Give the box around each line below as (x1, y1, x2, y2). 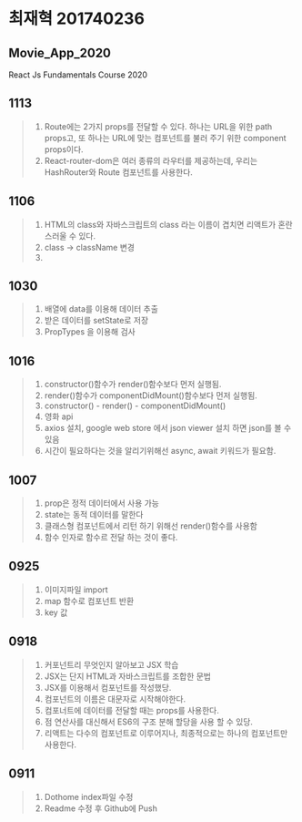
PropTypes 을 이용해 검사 (44, 326, 136, 337)
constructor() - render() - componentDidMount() (44, 400, 226, 411)
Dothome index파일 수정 (44, 791, 134, 802)
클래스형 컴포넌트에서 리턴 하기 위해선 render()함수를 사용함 (44, 520, 258, 531)
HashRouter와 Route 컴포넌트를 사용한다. (44, 166, 193, 178)
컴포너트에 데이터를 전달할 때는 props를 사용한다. (44, 704, 220, 715)
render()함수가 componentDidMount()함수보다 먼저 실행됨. (44, 390, 258, 401)
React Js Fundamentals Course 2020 (8, 69, 147, 80)
